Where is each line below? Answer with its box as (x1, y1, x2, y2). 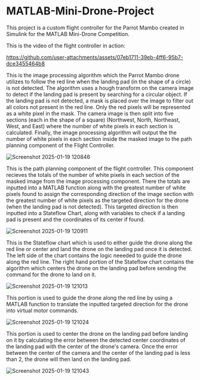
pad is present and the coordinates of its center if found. (6, 216, 145, 223)
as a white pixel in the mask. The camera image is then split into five (6, 110, 174, 117)
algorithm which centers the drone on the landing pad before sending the (6, 264, 186, 272)
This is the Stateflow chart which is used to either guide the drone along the (6, 239, 193, 246)
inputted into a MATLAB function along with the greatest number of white (6, 184, 186, 191)
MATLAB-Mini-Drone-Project (6, 4, 154, 18)
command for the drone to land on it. (6, 271, 97, 278)
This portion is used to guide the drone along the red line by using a (6, 294, 173, 301)
